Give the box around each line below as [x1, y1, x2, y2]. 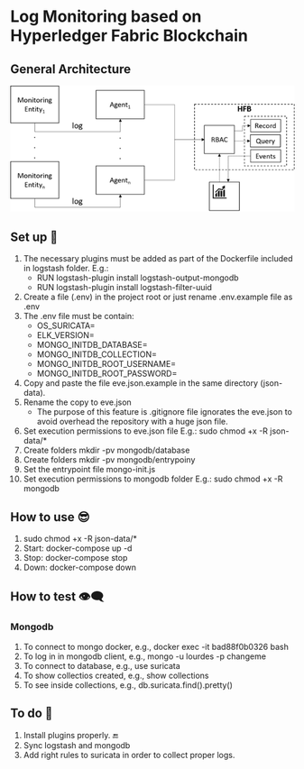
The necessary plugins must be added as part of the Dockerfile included [23, 253, 293, 264]
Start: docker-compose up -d [23, 543, 133, 554]
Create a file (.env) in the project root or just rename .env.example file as [23, 291, 293, 303]
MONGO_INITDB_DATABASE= [36, 340, 148, 351]
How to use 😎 [10, 509, 90, 525]
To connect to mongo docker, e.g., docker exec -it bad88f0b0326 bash [23, 641, 290, 652]
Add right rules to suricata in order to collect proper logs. [23, 749, 235, 760]
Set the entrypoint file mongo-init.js [23, 464, 156, 475]
